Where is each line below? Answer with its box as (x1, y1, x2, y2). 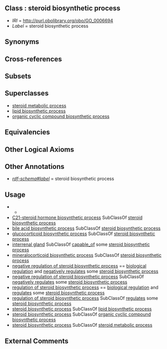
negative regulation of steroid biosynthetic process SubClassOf (12, 274, 144, 280)
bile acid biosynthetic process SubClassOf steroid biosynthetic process (12, 225, 161, 232)
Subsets (5, 72, 31, 80)
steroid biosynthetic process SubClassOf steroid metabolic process (12, 322, 152, 328)
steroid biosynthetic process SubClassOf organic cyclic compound (12, 311, 151, 318)
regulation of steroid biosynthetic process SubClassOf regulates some (12, 295, 158, 301)
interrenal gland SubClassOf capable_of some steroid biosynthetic (12, 241, 150, 247)
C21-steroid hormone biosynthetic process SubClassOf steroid (12, 214, 143, 221)
